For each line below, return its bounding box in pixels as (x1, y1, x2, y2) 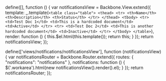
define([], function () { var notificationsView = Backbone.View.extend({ (5, 5, 151, 10)
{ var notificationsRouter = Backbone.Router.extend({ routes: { (5, 54, 134, 60)
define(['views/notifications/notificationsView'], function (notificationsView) (5, 49, 161, 54)
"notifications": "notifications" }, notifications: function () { (5, 59, 125, 65)
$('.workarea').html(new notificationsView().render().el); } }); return (5, 65, 144, 70)
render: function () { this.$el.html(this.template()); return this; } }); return (5, 34, 154, 39)
